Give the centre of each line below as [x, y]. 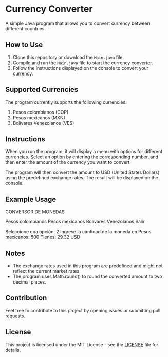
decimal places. [29, 282]
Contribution [26, 298]
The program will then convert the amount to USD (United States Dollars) [82, 172]
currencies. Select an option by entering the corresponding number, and [82, 157]
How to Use [24, 45]
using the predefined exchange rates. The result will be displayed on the [82, 178]
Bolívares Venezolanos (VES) [43, 123]
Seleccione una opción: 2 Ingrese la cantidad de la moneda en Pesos [78, 232]
